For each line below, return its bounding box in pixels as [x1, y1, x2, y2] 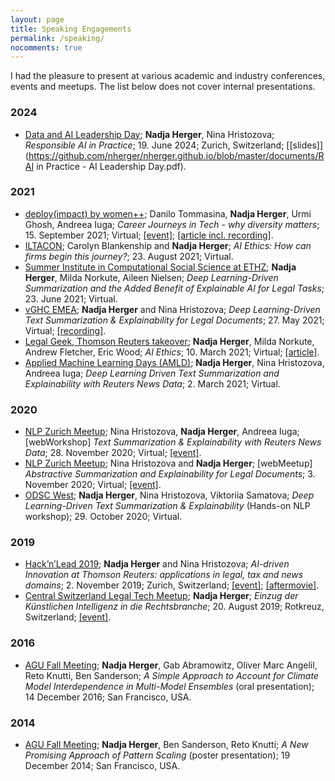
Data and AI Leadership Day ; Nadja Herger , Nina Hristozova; [24, 128, 275, 140]
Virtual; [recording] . [24, 324, 107, 336]
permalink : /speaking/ [10, 33, 105, 43]
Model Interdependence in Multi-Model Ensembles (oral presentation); [24, 680, 315, 692]
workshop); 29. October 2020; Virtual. [24, 511, 183, 523]
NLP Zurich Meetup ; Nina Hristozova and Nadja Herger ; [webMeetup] [24, 457, 313, 470]
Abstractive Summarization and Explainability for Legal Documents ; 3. [24, 468, 316, 480]
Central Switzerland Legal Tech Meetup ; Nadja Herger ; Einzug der [24, 590, 299, 602]
